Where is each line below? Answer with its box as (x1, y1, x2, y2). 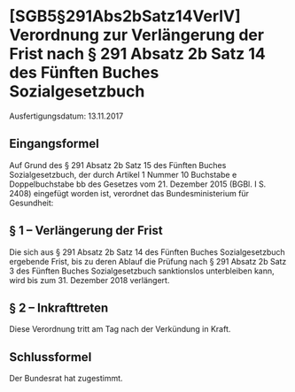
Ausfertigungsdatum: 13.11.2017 (9, 111, 124, 121)
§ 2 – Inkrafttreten (9, 300, 109, 315)
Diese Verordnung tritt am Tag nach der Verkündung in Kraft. (9, 324, 231, 334)
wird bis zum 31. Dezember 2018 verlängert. (9, 274, 170, 285)
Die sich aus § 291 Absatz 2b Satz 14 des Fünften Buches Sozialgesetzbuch (9, 246, 285, 257)
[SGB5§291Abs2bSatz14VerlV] (9, 6, 241, 27)
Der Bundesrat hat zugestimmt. (9, 373, 123, 384)
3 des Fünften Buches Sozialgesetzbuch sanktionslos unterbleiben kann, (9, 265, 275, 276)
